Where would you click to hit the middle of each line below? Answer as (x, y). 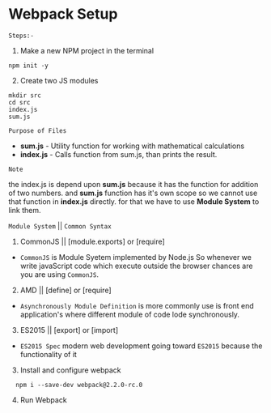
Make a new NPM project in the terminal (87, 50)
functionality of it (48, 354)
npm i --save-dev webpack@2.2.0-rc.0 (79, 385)
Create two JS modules (59, 80)
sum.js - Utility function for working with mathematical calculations (132, 146)
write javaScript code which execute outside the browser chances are (136, 266)
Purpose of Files (38, 130)
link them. (25, 210)
